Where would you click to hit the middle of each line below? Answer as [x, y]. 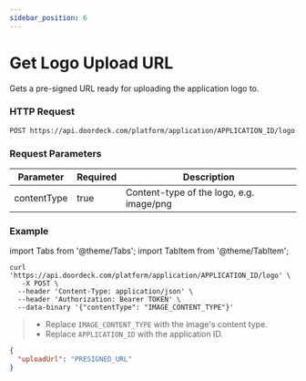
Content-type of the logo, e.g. [190, 192]
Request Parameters [56, 153]
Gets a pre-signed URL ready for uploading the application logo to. [134, 88]
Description [209, 177]
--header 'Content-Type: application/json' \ [106, 292]
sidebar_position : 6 [49, 18]
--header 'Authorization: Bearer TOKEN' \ [99, 300]
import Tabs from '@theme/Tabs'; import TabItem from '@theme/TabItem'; [149, 251]
